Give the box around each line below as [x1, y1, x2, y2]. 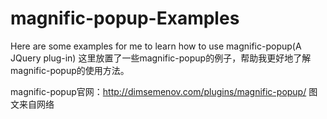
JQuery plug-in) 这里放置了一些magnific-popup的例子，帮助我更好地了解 [10, 52, 312, 64]
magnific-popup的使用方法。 [10, 64, 130, 76]
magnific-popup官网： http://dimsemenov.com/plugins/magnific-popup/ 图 [10, 85, 318, 97]
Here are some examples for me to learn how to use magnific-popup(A [10, 40, 302, 52]
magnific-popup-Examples [10, 7, 240, 30]
